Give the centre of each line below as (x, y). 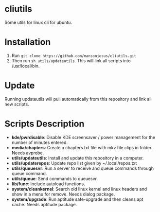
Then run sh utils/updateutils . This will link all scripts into (71, 61)
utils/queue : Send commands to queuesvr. (55, 178)
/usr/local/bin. (26, 66)
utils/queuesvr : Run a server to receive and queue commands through (83, 168)
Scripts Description (44, 124)
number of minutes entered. (40, 142)
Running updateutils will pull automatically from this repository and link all (78, 99)
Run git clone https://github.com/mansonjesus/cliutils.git (74, 55)
